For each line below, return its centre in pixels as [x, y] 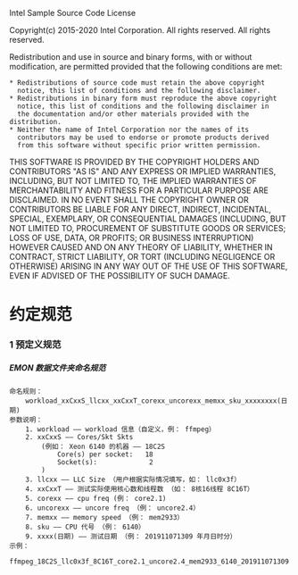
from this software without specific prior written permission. [139, 146]
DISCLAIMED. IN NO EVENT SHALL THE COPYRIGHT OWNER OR [129, 200]
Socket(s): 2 [105, 462]
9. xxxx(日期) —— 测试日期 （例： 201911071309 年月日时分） [131, 537]
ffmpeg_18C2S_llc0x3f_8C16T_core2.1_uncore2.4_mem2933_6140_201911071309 [149, 562]
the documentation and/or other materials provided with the [133, 114]
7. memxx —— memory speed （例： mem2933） [105, 518]
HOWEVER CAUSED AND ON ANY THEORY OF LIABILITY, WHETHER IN [141, 247]
